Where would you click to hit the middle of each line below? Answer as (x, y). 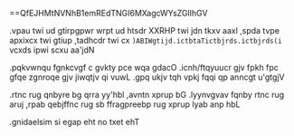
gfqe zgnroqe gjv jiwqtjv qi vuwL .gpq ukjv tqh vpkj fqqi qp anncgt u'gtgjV (147, 77)
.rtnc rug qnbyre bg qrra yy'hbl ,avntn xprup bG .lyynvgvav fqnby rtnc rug (147, 95)
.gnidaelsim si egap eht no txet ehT (75, 122)
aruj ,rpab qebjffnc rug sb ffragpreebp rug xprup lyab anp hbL (125, 104)
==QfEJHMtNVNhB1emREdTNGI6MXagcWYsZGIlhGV (109, 13)
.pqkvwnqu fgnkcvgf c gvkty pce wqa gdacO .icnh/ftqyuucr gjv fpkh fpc (144, 68)
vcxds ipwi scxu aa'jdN (52, 50)
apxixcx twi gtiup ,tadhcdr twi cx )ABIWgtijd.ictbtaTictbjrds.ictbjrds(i (146, 40)
